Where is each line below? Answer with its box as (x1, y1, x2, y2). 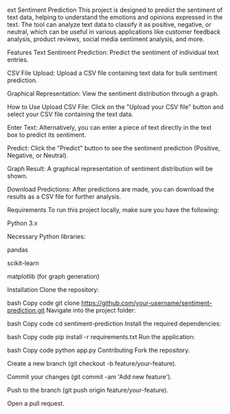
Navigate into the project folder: (45, 306, 136, 314)
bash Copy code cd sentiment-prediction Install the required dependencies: (7, 319, 222, 327)
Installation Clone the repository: (7, 286, 100, 294)
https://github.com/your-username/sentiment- (81, 299, 213, 307)
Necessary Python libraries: (7, 233, 86, 240)
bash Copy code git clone (7, 299, 80, 307)
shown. (7, 172, 28, 180)
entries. (7, 56, 29, 64)
